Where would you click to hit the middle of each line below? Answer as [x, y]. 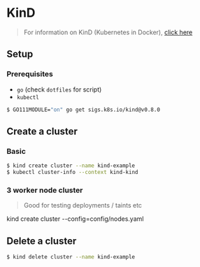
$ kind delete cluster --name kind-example [71, 257]
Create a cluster [42, 131]
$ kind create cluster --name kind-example [71, 166]
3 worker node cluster [45, 190]
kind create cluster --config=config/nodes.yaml [75, 219]
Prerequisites [30, 74]
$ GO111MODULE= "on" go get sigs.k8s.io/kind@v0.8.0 [83, 110]
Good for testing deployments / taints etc [83, 205]
